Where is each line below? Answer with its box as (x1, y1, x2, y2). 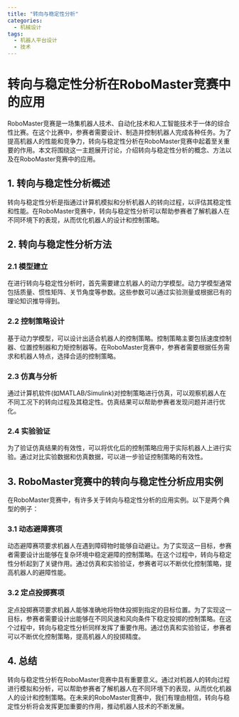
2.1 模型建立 (7, 261, 48, 271)
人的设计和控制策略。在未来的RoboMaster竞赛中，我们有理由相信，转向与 (7, 693, 224, 701)
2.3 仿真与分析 (7, 371, 58, 381)
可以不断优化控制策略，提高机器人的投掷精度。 (7, 632, 144, 641)
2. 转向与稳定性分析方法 (7, 239, 112, 251)
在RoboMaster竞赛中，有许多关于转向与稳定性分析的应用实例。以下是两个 (7, 496, 224, 504)
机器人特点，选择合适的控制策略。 (19, 352, 119, 360)
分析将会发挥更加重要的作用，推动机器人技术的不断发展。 (19, 702, 188, 711)
